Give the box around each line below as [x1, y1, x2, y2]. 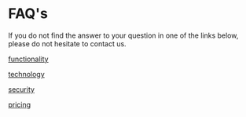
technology [8, 69, 45, 79]
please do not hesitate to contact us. [8, 38, 127, 48]
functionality [8, 54, 49, 64]
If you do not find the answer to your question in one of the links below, [8, 31, 239, 40]
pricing [8, 100, 31, 109]
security [8, 84, 35, 94]
